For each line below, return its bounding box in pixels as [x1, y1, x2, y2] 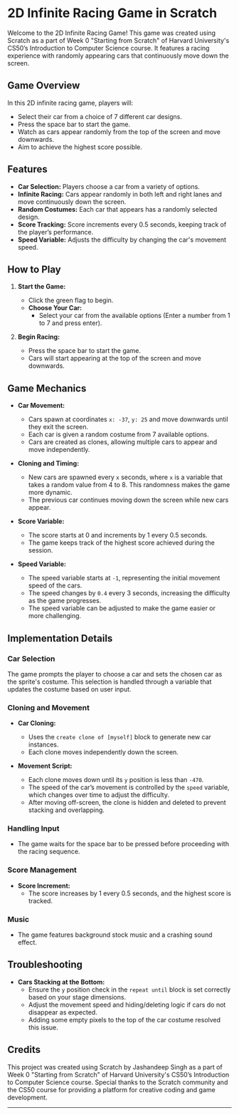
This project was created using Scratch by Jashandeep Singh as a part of [7, 1062, 223, 1071]
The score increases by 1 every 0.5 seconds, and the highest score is [28, 889, 231, 898]
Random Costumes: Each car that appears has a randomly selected [17, 205, 218, 213]
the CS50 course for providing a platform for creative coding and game [7, 1085, 216, 1094]
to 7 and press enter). [38, 319, 102, 327]
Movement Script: [17, 761, 73, 771]
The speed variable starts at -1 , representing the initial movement [28, 574, 221, 582]
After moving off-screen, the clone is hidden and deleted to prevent [28, 798, 226, 807]
